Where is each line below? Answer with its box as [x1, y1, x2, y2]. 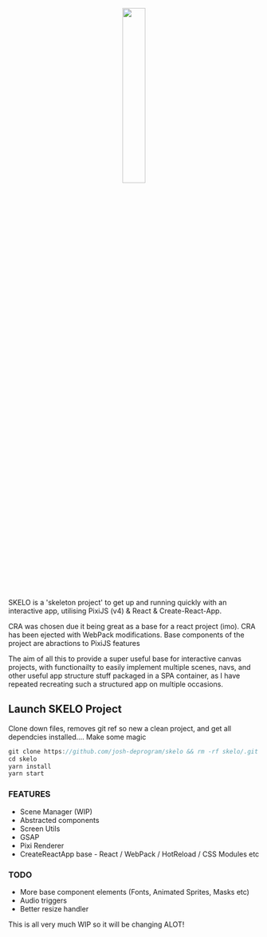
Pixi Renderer [19, 841, 65, 850]
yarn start [8, 770, 45, 778]
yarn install [8, 762, 52, 770]
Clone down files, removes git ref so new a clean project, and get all [8, 723, 232, 733]
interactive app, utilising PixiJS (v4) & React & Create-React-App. [8, 606, 222, 616]
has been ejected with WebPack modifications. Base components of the [8, 630, 245, 640]
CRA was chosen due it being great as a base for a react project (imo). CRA [8, 622, 256, 631]
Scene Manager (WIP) [19, 806, 93, 817]
